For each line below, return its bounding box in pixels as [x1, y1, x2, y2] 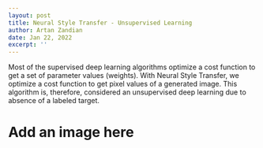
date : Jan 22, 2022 [8, 33, 73, 42]
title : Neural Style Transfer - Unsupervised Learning [8, 19, 193, 27]
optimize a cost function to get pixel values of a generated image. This [8, 80, 238, 89]
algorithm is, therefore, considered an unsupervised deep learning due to [8, 87, 246, 97]
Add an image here [8, 124, 134, 142]
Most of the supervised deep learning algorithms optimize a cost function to [8, 62, 256, 72]
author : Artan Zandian [8, 26, 83, 34]
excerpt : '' [8, 41, 47, 49]
